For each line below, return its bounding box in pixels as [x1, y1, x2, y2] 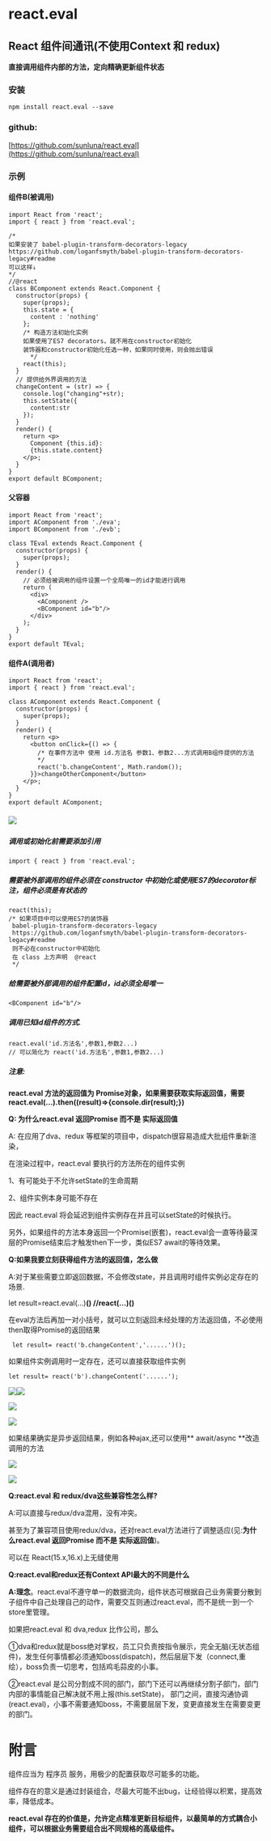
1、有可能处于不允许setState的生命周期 [8, 1176, 138, 1186]
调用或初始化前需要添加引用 [8, 837, 101, 846]
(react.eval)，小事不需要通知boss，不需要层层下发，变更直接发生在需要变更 [8, 1699, 261, 1709]
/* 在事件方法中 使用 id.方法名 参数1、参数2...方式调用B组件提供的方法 [37, 749, 255, 757]
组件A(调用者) [8, 658, 55, 668]
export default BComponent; [8, 474, 104, 482]
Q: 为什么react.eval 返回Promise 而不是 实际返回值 [8, 1114, 178, 1124]
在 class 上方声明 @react [11, 953, 97, 961]
